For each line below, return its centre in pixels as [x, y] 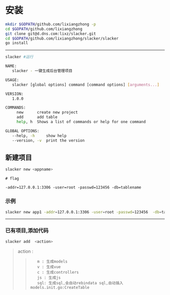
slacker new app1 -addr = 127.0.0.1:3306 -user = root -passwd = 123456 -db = [83, 212]
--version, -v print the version [48, 140]
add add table [37, 117]
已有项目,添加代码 [27, 231]
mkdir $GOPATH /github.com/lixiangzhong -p [51, 24]
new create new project [47, 113]
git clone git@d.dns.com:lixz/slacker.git [51, 33]
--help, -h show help [39, 136]
